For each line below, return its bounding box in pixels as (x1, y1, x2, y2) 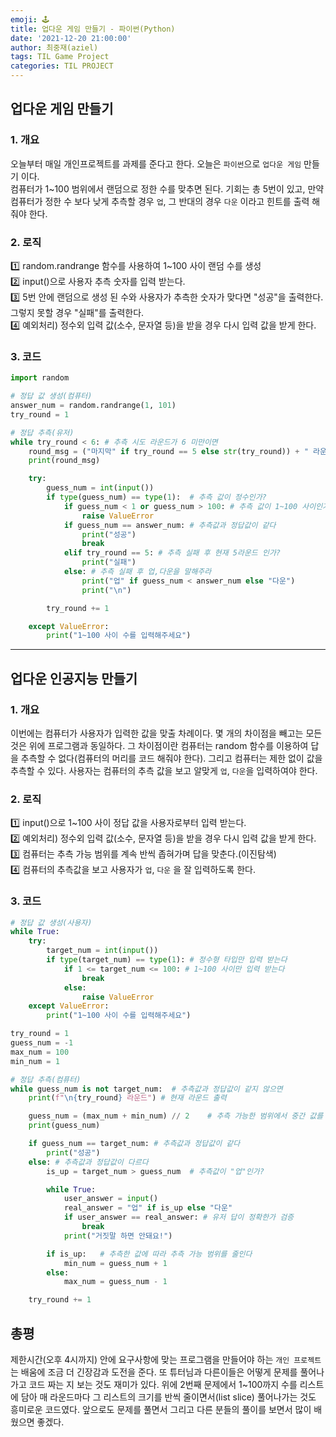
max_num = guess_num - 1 (63, 1277, 168, 1287)
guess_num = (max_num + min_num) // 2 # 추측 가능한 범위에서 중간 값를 (28, 1111, 324, 1121)
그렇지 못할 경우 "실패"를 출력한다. (10, 306, 145, 318)
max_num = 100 (10, 1047, 70, 1057)
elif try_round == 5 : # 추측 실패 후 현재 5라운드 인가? (63, 548, 281, 558)
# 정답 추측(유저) (10, 427, 75, 438)
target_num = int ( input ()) (46, 946, 159, 956)
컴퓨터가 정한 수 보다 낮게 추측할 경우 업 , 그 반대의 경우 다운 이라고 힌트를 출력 (10, 195, 310, 207)
